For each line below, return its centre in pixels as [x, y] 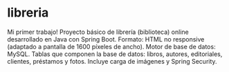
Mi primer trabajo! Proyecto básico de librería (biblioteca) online [98, 32]
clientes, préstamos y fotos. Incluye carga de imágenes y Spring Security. [112, 61]
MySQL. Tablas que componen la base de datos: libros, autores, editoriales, [115, 54]
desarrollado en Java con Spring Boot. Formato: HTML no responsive [106, 39]
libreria [28, 13]
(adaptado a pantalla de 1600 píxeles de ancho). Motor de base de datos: [111, 46]
